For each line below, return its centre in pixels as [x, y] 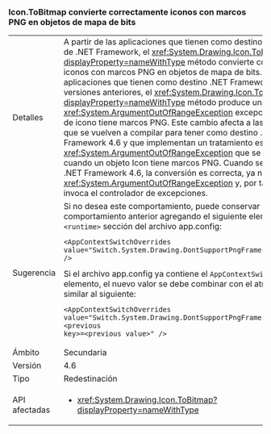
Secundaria [85, 353]
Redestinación [90, 379]
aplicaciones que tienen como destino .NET [146, 82]
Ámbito [26, 353]
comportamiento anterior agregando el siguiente [155, 216]
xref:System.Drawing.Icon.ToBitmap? [147, 400]
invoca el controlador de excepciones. [135, 194]
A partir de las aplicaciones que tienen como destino [163, 42]
